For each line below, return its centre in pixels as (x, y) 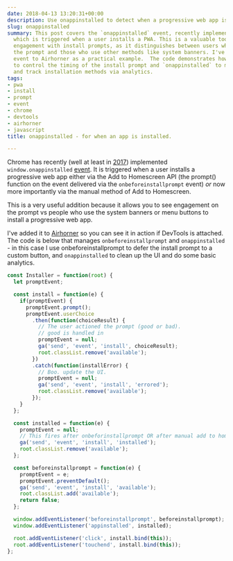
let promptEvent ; (38, 282)
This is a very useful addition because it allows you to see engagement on (113, 205)
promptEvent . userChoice (60, 314)
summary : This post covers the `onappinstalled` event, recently (103, 33)
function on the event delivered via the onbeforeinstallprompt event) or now (116, 184)
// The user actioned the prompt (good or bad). (110, 327)
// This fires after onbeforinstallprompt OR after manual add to (118, 436)
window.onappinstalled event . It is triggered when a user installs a (101, 169)
